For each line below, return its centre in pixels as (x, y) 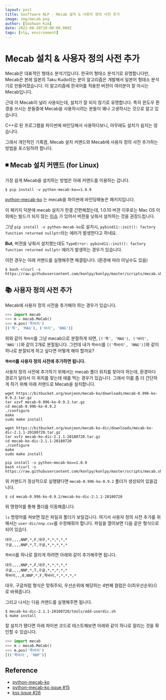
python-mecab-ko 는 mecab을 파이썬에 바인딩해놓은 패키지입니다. (70, 199)
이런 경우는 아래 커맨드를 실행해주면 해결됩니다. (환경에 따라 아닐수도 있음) (77, 260)
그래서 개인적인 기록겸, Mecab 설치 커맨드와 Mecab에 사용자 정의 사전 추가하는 (82, 142)
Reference (21, 670)
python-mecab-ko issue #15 (41, 688)
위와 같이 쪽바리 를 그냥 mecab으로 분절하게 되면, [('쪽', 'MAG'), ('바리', (77, 338)
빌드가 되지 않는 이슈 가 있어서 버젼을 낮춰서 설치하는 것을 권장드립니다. (87, 216)
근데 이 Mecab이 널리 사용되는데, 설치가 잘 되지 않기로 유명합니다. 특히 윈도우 (80, 102)
